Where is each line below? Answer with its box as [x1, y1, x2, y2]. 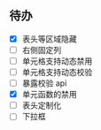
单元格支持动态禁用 [21, 56, 93, 66]
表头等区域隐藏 [21, 34, 77, 44]
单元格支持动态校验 [21, 67, 93, 77]
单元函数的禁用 [21, 89, 77, 100]
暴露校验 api [21, 78, 67, 88]
